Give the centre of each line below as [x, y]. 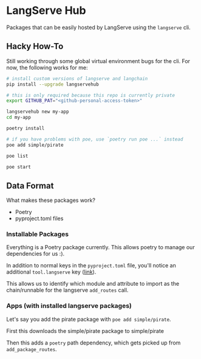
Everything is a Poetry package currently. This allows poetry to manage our [101, 247]
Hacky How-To [35, 46]
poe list [17, 156]
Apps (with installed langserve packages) [69, 306]
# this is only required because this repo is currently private [90, 95]
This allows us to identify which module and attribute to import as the [93, 284]
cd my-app [19, 118]
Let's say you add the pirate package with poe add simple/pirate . [89, 319]
